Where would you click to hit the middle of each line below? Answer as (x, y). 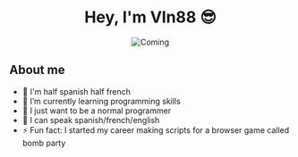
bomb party (44, 143)
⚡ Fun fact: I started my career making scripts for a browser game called (156, 130)
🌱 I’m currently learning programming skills (101, 101)
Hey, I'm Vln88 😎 (150, 17)
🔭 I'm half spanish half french (77, 91)
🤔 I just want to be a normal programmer (97, 111)
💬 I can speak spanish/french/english (91, 120)
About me (37, 70)
